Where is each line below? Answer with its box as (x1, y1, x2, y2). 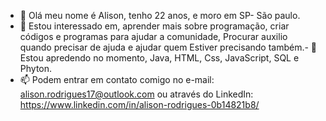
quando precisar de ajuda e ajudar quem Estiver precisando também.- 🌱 (19, 41, 318, 53)
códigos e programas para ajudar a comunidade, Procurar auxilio (19, 31, 288, 42)
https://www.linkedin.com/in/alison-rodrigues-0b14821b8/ (19, 99, 260, 110)
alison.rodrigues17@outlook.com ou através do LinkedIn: (19, 88, 254, 100)
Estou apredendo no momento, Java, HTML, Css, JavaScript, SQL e (19, 52, 300, 64)
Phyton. (19, 63, 53, 74)
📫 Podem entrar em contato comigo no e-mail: (19, 74, 215, 85)
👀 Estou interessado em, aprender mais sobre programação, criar (19, 20, 290, 32)
